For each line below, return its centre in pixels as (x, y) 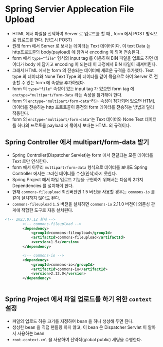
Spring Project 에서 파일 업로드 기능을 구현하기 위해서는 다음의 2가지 (78, 179)
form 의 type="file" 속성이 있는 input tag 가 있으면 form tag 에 (73, 89)
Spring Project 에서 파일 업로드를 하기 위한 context (79, 299)
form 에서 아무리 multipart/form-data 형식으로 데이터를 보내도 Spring (80, 167)
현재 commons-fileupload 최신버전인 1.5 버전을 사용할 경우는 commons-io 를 (83, 191)
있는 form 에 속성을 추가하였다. (56, 82)
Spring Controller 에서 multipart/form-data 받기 (77, 142)
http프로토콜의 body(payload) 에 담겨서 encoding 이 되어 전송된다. (76, 52)
